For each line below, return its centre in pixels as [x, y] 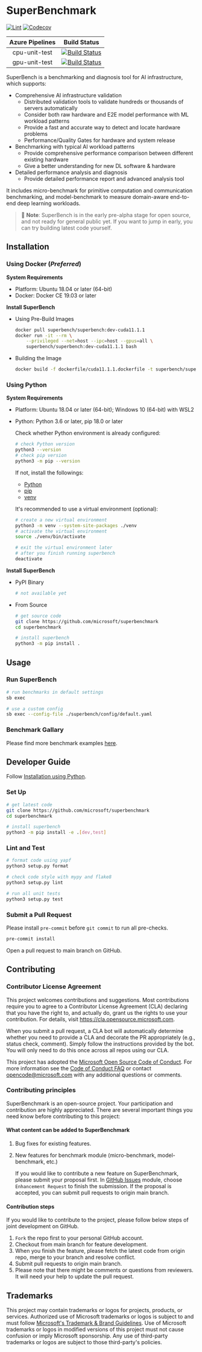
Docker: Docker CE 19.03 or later [55, 295]
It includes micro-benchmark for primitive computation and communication [99, 190]
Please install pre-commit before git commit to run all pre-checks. [87, 928]
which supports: [26, 83]
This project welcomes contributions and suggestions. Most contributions [98, 1000]
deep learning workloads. [49, 203]
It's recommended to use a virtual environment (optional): [87, 509]
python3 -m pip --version [47, 461]
